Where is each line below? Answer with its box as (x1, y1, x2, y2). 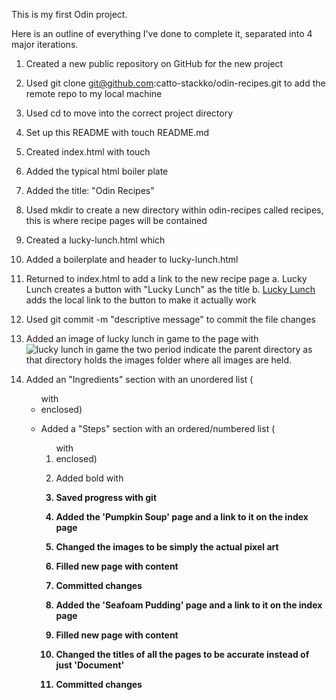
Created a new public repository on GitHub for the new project (25, 58, 284, 69)
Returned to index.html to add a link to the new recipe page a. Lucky (25, 273, 308, 284)
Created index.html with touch (25, 146, 151, 158)
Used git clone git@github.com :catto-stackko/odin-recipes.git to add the (25, 77, 326, 89)
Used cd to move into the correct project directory (25, 107, 234, 119)
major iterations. (11, 39, 79, 50)
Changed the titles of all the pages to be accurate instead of (55, 649, 310, 660)
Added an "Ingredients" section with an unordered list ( (25, 374, 254, 385)
